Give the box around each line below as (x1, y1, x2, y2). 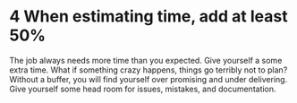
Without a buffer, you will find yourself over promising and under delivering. (9, 73, 288, 84)
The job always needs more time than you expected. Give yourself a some (9, 55, 283, 65)
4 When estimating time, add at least (9, 6, 288, 27)
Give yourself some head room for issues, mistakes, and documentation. (9, 83, 276, 94)
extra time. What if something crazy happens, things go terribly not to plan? (9, 64, 288, 75)
